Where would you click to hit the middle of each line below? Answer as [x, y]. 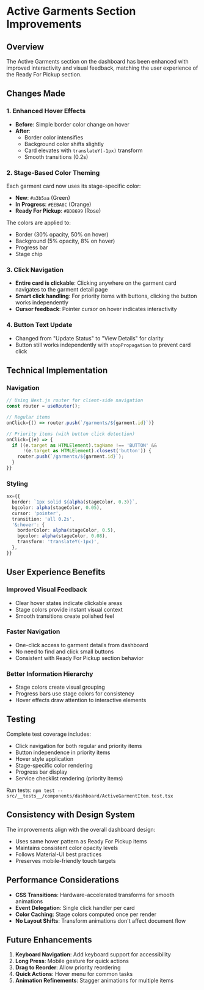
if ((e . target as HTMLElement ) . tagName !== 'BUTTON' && [84, 445]
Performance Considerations [63, 880]
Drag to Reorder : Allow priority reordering [68, 967]
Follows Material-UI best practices [58, 854]
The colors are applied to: [39, 222]
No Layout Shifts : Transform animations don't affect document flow [100, 920]
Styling [17, 483]
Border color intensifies [54, 137]
